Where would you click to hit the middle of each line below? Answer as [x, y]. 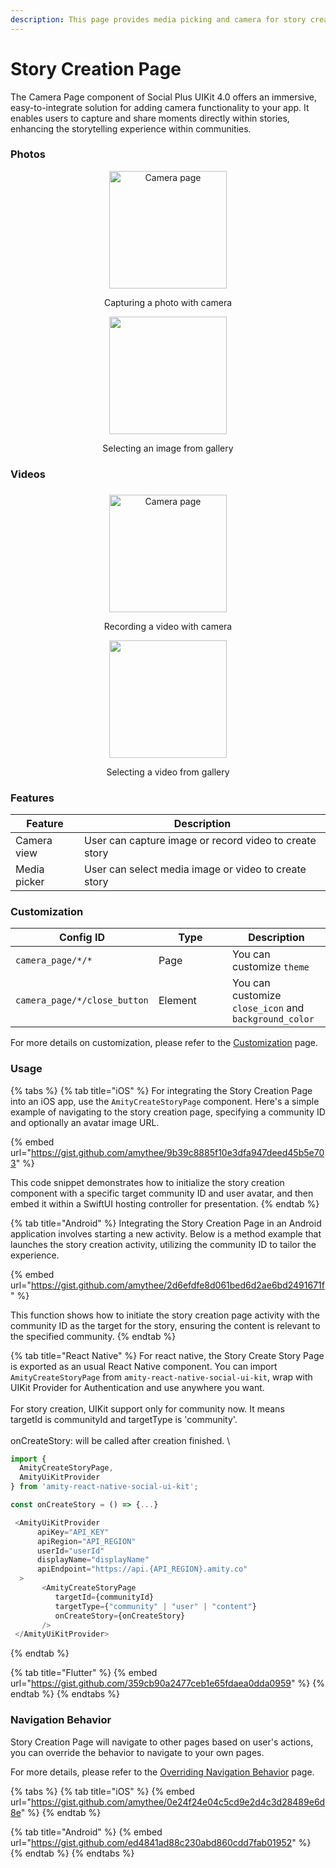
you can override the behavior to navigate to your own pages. [137, 1752]
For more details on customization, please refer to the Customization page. [164, 1043]
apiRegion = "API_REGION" [86, 1541]
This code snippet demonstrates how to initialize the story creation [147, 1182]
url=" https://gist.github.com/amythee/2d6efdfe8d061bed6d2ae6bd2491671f [167, 1285]
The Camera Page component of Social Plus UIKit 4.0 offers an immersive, [164, 97]
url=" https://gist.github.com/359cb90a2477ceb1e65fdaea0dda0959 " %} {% [167, 1683]
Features [32, 798]
